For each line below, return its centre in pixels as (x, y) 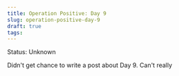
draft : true (24, 26)
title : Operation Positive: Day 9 (57, 13)
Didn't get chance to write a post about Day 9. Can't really (90, 65)
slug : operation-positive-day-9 (54, 20)
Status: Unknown (32, 52)
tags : (15, 33)
